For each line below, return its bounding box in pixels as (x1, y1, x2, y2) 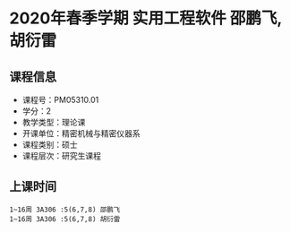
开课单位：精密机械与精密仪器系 (21, 128, 141, 139)
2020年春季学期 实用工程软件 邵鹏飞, (9, 8, 282, 29)
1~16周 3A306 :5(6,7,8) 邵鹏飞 (9, 205, 121, 214)
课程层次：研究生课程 (21, 150, 101, 161)
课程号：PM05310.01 (21, 95, 99, 105)
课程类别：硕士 (21, 140, 78, 150)
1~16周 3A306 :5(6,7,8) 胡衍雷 (9, 214, 121, 224)
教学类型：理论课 (21, 117, 86, 127)
